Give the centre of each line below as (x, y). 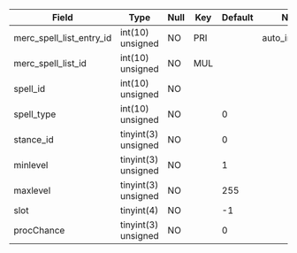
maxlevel (32, 191)
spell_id (30, 89)
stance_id (34, 139)
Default (237, 17)
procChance (39, 230)
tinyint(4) (139, 210)
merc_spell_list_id (50, 63)
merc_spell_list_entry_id (63, 38)
